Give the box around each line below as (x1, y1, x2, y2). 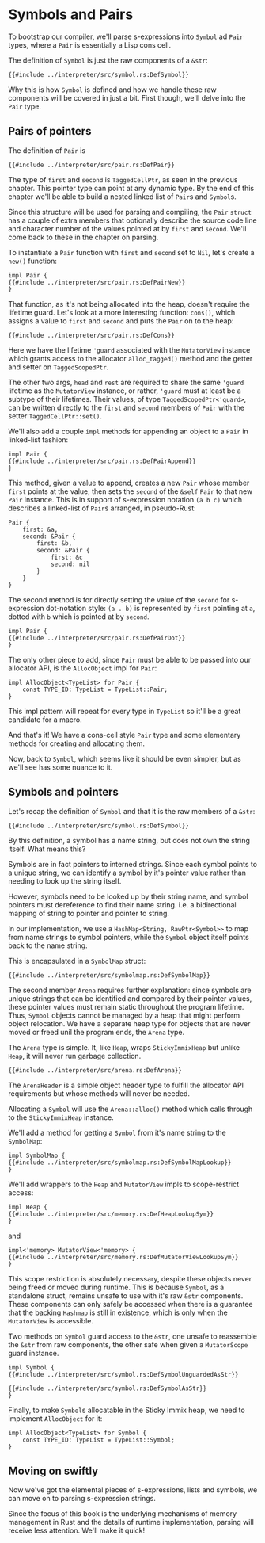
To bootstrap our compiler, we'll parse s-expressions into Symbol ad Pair (8, 32, 244, 41)
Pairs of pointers (8, 124, 92, 138)
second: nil (50, 560, 90, 568)
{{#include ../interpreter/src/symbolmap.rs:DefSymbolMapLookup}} (8, 1159, 232, 1167)
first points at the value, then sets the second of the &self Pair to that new (8, 486, 253, 496)
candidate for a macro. (8, 715, 82, 724)
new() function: (8, 256, 58, 265)
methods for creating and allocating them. (8, 739, 145, 748)
